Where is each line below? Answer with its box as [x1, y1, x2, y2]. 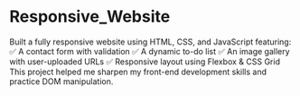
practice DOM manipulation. [9, 75, 114, 87]
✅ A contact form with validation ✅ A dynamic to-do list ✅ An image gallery [9, 45, 291, 56]
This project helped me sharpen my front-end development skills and [9, 66, 267, 77]
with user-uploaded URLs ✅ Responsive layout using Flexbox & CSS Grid [9, 56, 280, 67]
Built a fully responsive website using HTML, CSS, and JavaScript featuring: [9, 36, 292, 47]
